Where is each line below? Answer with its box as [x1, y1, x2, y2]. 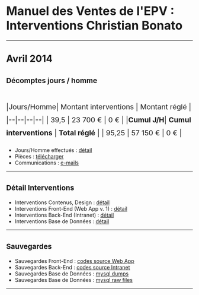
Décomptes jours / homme [6, 76, 98, 85]
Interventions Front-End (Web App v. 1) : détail [14, 205, 127, 212]
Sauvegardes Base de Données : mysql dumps [14, 270, 129, 277]
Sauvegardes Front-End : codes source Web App [14, 258, 134, 265]
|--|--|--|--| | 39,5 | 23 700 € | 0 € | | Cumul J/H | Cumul [6, 115, 191, 125]
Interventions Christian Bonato [6, 18, 183, 33]
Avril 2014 [6, 52, 53, 65]
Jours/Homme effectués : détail [14, 146, 92, 154]
